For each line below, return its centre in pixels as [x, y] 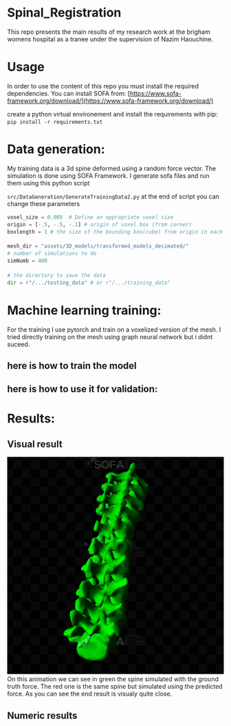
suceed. [19, 344]
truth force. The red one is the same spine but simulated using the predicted [115, 687]
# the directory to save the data [57, 275]
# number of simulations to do [52, 254]
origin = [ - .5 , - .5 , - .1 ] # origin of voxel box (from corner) [100, 224]
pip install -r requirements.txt [55, 122]
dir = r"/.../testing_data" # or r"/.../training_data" [89, 283]
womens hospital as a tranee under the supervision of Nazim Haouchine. [110, 39]
